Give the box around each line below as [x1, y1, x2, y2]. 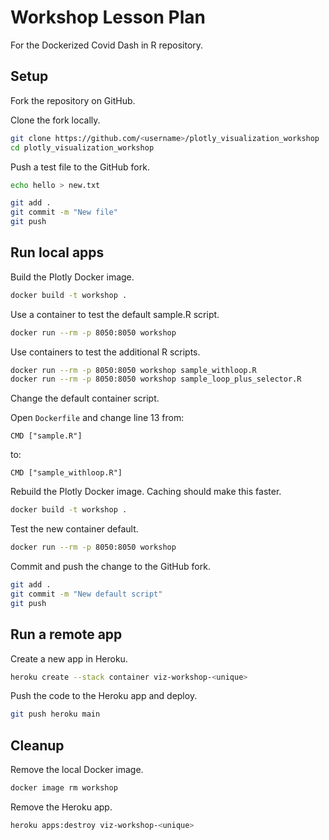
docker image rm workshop [10, 783, 118, 793]
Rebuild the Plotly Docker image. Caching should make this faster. [10, 486, 282, 498]
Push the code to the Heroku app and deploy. [10, 690, 198, 702]
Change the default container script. [10, 392, 160, 405]
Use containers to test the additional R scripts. [10, 346, 201, 358]
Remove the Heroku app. [10, 801, 113, 813]
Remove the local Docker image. [10, 764, 144, 776]
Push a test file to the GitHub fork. [10, 161, 150, 173]
